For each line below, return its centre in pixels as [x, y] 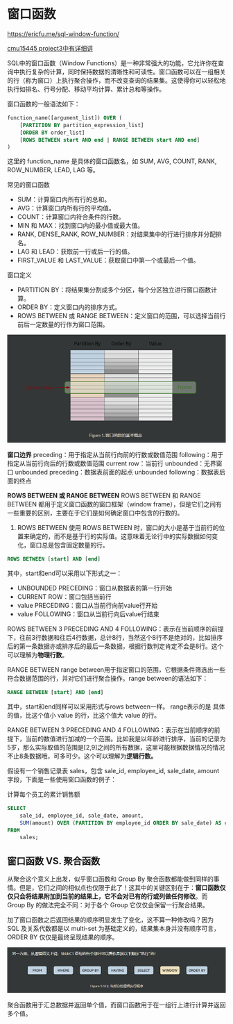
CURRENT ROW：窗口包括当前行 [64, 597]
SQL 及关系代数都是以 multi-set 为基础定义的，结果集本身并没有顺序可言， [114, 929]
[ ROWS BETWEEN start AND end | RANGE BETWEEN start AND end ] [110, 140]
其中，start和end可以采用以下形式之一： [65, 573]
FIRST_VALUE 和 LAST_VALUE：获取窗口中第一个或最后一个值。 [108, 261]
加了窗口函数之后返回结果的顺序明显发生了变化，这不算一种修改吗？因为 [110, 920]
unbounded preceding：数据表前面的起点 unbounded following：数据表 [117, 472]
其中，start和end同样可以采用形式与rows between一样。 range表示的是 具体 [116, 707]
